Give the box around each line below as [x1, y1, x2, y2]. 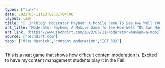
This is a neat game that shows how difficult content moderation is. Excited [5, 52, 157, 58]
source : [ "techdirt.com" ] [5, 34, 58, 39]
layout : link [5, 16, 32, 21]
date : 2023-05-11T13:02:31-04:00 [5, 12, 74, 17]
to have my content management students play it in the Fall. [5, 57, 126, 63]
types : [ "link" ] [5, 7, 38, 12]
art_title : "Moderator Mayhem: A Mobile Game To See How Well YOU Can [5, 25, 153, 30]
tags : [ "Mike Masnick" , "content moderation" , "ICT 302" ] [5, 39, 122, 44]
